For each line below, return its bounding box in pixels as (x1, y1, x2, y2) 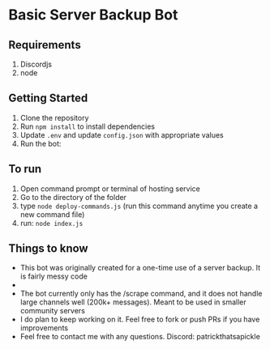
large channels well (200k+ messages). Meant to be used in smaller (19, 297, 246, 307)
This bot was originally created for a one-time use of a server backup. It (19, 263, 261, 273)
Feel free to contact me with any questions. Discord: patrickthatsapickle (19, 332, 261, 342)
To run (8, 162, 42, 176)
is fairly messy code (19, 271, 88, 281)
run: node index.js (19, 218, 84, 228)
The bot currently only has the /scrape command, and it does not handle (19, 289, 263, 299)
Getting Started (8, 92, 88, 105)
